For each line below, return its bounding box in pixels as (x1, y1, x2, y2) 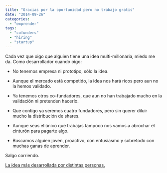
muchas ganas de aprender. (12, 143, 70, 149)
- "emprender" (9, 21, 39, 26)
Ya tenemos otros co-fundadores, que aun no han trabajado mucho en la (12, 92, 162, 98)
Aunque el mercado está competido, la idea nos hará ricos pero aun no (12, 78, 159, 84)
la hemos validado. (12, 83, 51, 89)
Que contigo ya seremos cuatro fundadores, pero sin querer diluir (12, 107, 148, 113)
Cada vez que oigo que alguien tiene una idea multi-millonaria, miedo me (5, 53, 156, 59)
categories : (5, 16, 30, 21)
